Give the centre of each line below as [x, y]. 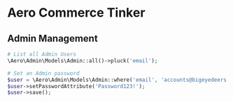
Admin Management [52, 39]
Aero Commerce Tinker [76, 13]
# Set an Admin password [43, 73]
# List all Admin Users [42, 54]
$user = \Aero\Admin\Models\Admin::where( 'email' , [83, 80]
